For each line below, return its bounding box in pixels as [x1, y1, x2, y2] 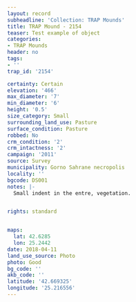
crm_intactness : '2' [7, 144, 67, 152]
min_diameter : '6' [7, 100, 60, 107]
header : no [7, 49, 39, 56]
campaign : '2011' [7, 151, 57, 158]
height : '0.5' [7, 106, 48, 113]
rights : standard [7, 208, 57, 215]
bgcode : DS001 [7, 177, 48, 184]
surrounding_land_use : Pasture [7, 119, 97, 126]
